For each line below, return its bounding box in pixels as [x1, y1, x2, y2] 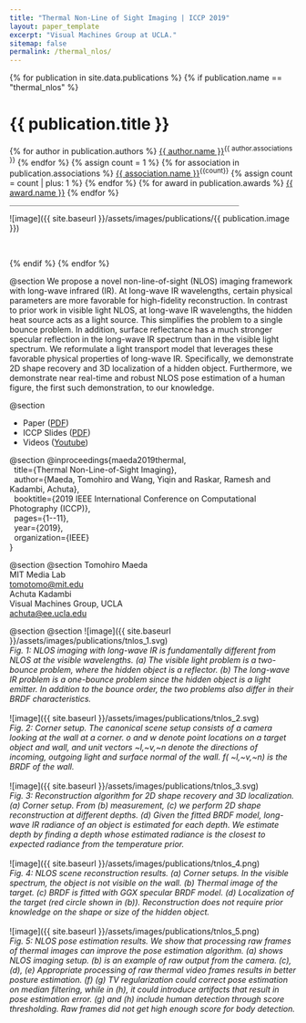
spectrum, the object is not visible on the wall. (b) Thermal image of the [9, 877, 279, 889]
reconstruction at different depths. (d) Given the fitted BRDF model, [9, 810, 262, 821]
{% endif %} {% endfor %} [9, 258, 110, 269]
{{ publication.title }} [9, 114, 170, 135]
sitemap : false [9, 38, 67, 48]
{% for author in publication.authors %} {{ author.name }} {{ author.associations [9, 144, 293, 156]
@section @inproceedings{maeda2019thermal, [9, 455, 187, 466]
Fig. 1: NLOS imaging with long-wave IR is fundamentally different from [9, 645, 276, 656]
